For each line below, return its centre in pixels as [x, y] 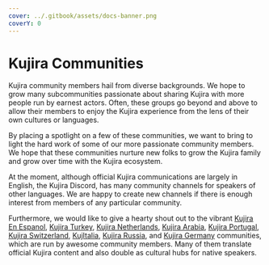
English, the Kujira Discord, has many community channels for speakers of [132, 186]
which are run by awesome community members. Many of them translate [130, 244]
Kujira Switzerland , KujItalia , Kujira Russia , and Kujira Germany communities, [135, 236]
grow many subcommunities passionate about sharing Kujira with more [126, 95]
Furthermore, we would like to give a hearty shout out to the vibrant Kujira [131, 218]
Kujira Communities [76, 63]
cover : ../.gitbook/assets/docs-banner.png [83, 16]
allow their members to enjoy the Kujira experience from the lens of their [129, 111]
